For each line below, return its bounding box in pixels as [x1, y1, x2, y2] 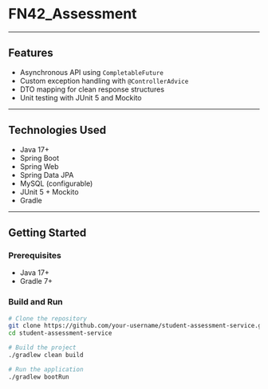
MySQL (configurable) [19, 179, 93, 188]
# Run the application [8, 365, 84, 373]
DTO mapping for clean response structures [19, 84, 165, 94]
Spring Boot [19, 153, 60, 163]
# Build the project [8, 344, 77, 352]
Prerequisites [8, 250, 61, 261]
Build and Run [8, 297, 64, 308]
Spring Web [19, 161, 59, 171]
